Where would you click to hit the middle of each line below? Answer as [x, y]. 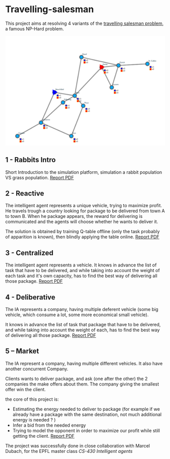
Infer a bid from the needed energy [49, 425]
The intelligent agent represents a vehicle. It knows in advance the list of [81, 265]
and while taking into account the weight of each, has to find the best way [82, 330]
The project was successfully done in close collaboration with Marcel [78, 446]
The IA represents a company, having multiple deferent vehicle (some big [82, 309]
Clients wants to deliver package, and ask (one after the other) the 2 [77, 378]
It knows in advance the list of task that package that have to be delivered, [83, 324]
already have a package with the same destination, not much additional [87, 414]
